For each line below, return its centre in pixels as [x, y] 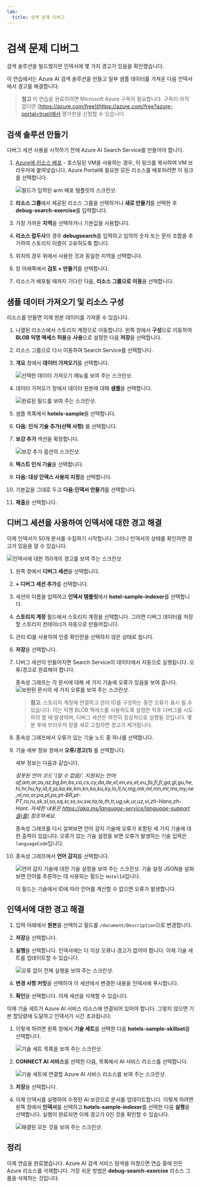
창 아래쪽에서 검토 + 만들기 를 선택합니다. [62, 268]
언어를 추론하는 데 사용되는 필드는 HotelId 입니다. [84, 876]
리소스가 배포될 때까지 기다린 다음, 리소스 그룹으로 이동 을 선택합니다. [95, 282]
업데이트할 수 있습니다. [53, 957]
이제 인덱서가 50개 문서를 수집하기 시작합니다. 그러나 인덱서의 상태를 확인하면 [96, 538]
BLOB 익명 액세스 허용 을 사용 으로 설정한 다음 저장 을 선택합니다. [89, 338]
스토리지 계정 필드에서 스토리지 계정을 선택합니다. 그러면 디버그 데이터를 [99, 616]
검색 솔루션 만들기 [37, 135]
